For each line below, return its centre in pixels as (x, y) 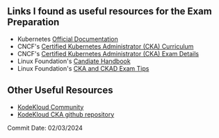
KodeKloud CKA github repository (66, 114)
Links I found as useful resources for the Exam (109, 11)
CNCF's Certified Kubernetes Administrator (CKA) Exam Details (108, 53)
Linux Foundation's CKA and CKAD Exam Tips (83, 68)
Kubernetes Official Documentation (67, 39)
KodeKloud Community (50, 107)
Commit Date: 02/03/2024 (45, 128)
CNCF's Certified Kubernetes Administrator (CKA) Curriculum (105, 46)
